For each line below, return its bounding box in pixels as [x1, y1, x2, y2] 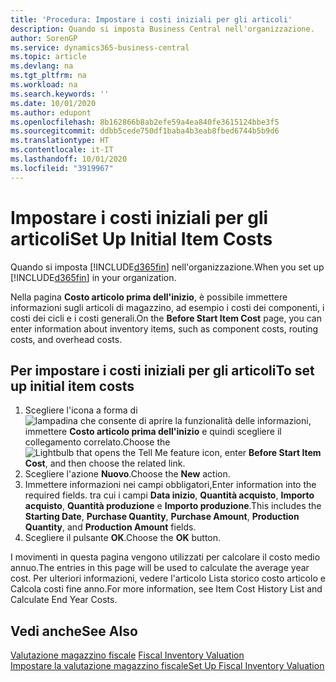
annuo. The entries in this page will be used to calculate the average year [10, 562, 310, 574]
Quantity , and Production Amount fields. [24, 521, 197, 533]
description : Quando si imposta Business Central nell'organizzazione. [10, 24, 315, 34]
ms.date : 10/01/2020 [10, 98, 97, 108]
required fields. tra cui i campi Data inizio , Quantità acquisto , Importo [24, 489, 315, 501]
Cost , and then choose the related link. [24, 457, 186, 470]
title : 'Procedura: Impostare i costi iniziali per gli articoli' [10, 14, 293, 25]
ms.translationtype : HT [10, 136, 110, 146]
